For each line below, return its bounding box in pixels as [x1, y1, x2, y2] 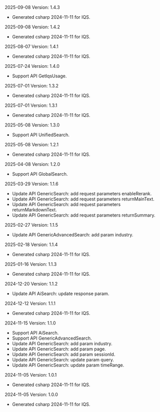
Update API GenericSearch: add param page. [12, 346, 106, 352]
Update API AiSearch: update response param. [12, 291, 110, 297]
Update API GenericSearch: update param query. [12, 357, 114, 362]
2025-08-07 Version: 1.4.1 [5, 44, 59, 50]
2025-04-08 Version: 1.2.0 [5, 161, 60, 167]
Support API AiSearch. [12, 330, 59, 336]
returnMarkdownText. [12, 207, 57, 213]
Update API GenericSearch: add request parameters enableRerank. [12, 191, 152, 196]
